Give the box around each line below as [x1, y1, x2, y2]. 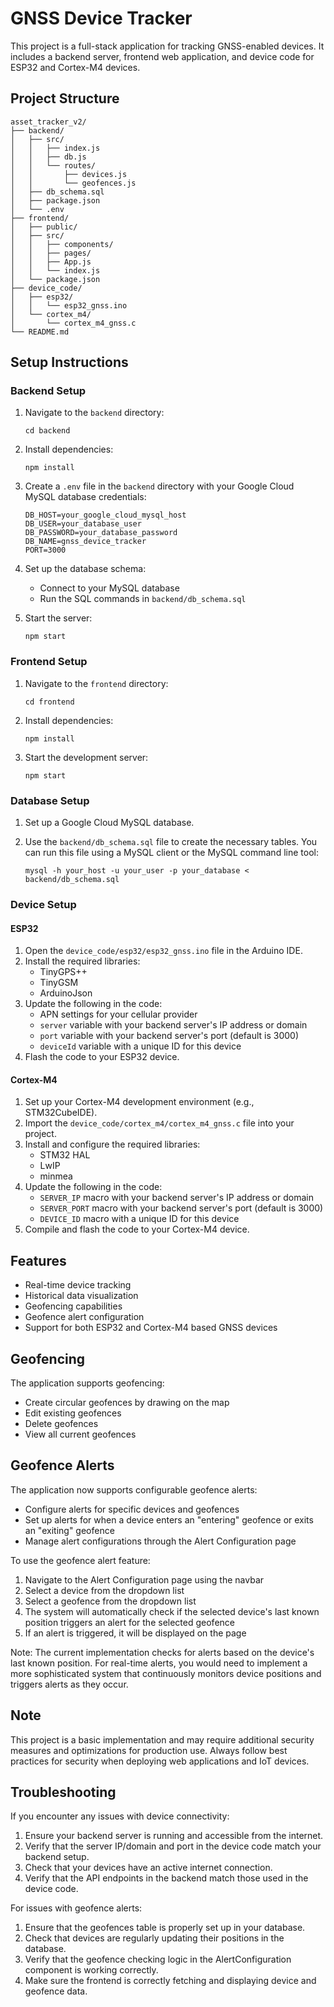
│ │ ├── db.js [10, 152, 87, 162]
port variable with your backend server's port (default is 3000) [39, 1030, 299, 1042]
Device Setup [10, 897, 77, 911]
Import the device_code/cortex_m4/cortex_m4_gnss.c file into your [24, 1117, 295, 1129]
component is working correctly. [24, 1964, 159, 1976]
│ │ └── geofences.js [10, 178, 137, 188]
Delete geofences [24, 1417, 99, 1429]
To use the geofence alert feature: [10, 1554, 151, 1566]
